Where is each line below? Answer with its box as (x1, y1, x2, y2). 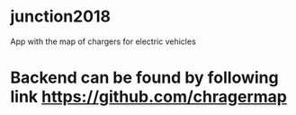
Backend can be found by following (10, 67, 279, 88)
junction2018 (10, 6, 112, 27)
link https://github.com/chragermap (10, 87, 287, 107)
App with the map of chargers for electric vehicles (10, 36, 196, 47)
